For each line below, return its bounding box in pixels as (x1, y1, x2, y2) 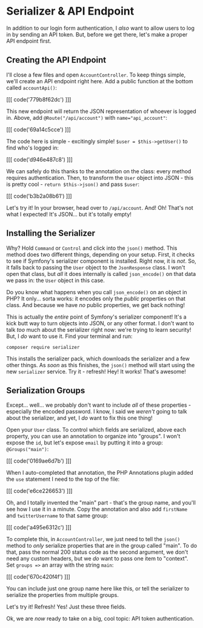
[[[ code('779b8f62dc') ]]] (6, 95, 72, 103)
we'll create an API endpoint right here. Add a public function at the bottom (6, 77, 194, 85)
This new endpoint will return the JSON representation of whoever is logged (6, 108, 196, 115)
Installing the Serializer (6, 228, 96, 238)
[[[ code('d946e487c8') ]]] (6, 156, 73, 163)
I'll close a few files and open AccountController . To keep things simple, (6, 71, 186, 78)
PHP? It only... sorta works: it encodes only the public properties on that (6, 295, 186, 302)
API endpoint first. (6, 37, 52, 44)
